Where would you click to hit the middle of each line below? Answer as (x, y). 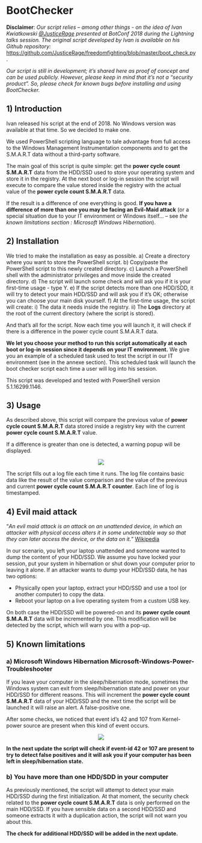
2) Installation (32, 241)
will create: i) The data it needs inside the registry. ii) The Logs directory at (99, 307)
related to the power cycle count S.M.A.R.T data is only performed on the (98, 803)
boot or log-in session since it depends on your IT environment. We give (98, 349)
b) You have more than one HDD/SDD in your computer (87, 777)
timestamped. (23, 493)
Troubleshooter (29, 669)
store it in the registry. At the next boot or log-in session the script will (93, 179)
